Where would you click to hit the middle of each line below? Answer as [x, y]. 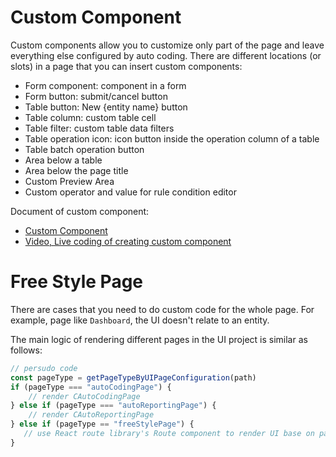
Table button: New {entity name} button [106, 107]
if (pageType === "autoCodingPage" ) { [91, 387]
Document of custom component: [80, 211]
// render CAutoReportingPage [91, 415]
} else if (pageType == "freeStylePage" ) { [102, 424]
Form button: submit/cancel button [96, 96]
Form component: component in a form [105, 85]
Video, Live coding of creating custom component [128, 241]
